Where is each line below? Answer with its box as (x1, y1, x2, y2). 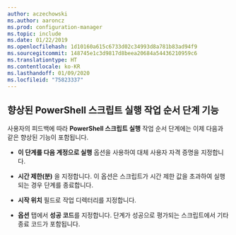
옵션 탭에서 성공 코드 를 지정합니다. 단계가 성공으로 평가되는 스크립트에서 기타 (17, 211, 229, 219)
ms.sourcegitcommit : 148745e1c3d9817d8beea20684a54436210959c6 (7, 50, 198, 57)
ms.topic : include (7, 30, 61, 38)
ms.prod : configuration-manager (7, 23, 102, 30)
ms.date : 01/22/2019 (7, 37, 69, 44)
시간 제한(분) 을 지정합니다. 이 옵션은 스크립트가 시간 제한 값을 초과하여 (17, 172, 213, 180)
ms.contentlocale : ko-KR (7, 63, 81, 70)
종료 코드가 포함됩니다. (17, 220, 81, 229)
